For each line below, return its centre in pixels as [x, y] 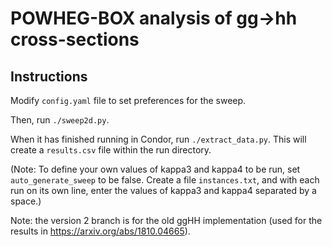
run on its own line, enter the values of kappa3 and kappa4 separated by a [163, 190]
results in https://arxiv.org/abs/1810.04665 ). [100, 231]
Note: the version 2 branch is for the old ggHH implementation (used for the [166, 220]
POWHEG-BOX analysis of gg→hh [154, 18]
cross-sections [75, 39]
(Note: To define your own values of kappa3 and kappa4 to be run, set [155, 169]
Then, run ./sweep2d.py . [60, 120]
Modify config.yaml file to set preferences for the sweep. [128, 100]
